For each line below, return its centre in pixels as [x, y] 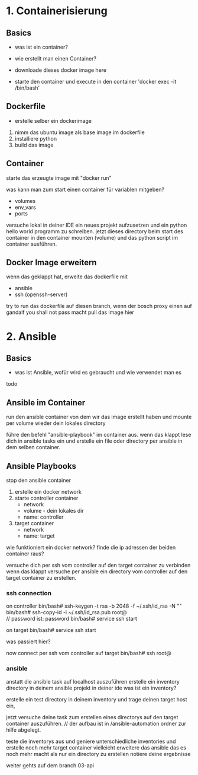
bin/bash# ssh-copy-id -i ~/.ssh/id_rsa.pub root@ [66, 612]
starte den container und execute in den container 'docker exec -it [95, 82]
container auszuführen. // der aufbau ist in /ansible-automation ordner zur [96, 723]
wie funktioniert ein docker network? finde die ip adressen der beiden [91, 548]
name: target [39, 536]
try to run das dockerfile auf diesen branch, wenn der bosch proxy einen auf [99, 306]
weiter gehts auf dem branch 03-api [50, 765]
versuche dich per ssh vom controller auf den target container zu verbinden [98, 566]
